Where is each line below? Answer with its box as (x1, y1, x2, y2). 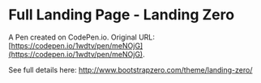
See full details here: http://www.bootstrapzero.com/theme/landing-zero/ (8, 64, 253, 74)
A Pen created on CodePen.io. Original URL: (8, 32, 156, 42)
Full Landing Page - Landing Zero (8, 6, 235, 24)
